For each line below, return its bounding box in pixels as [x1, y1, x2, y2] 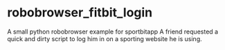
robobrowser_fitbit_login [7, 5, 153, 21]
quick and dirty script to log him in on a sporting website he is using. [7, 34, 202, 42]
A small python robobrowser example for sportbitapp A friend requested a [7, 27, 219, 36]
